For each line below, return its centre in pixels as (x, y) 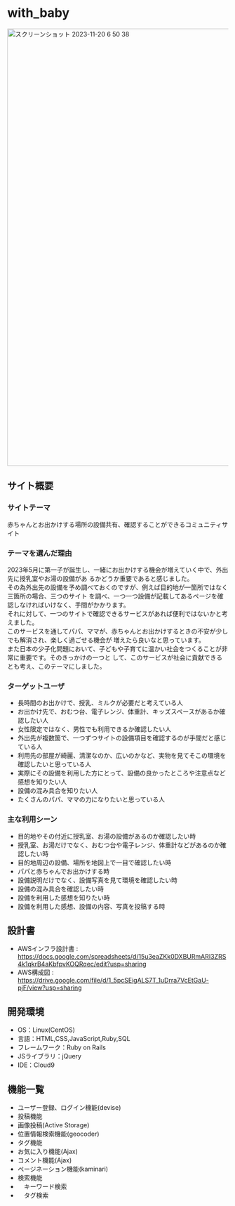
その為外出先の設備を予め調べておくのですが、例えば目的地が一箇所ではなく (117, 587)
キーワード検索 (45, 1186)
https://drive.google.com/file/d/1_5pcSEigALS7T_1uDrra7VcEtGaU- (113, 981)
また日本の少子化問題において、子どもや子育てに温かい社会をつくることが (115, 648)
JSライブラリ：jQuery (49, 1056)
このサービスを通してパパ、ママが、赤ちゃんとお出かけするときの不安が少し (118, 631)
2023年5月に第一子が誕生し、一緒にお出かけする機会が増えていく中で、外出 (118, 570)
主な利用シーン (32, 820)
